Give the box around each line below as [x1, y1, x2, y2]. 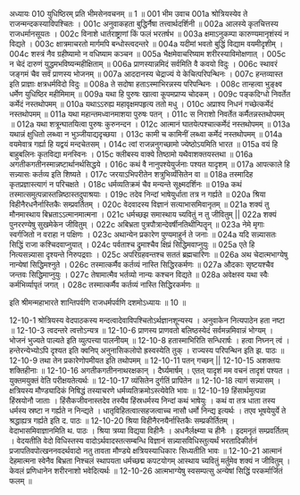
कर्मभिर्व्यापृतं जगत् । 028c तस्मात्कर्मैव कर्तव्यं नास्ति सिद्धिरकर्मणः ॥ [9, 279, 199, 290]
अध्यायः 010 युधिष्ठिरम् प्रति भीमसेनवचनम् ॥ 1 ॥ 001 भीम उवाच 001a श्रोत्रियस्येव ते [9, 9, 248, 19]
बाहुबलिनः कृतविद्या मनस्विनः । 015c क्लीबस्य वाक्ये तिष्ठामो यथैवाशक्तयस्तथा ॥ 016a [9, 149, 254, 160]
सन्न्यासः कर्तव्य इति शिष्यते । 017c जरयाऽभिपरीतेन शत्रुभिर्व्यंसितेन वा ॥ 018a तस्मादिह [9, 169, 254, 179]
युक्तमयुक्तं [9, 375, 39, 385]
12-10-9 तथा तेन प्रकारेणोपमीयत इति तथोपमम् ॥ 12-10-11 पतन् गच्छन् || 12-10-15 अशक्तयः [9, 355, 281, 366]
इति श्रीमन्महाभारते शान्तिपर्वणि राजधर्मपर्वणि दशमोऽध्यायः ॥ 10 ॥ [9, 297, 187, 308]
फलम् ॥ [9, 475, 33, 486]
